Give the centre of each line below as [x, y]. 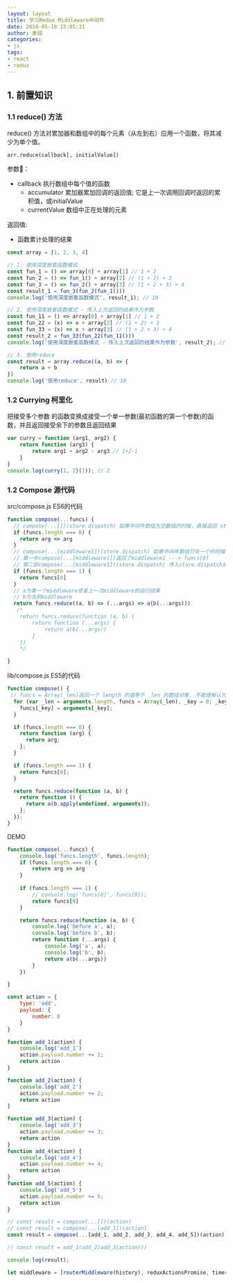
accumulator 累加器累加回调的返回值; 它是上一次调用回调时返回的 [121, 193]
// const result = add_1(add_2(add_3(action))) [77, 1248]
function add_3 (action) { [44, 1119]
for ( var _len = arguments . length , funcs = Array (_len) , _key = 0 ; [113, 701]
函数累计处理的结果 [45, 239]
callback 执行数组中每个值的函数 [63, 184]
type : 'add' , [38, 1004]
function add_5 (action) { [44, 1184]
